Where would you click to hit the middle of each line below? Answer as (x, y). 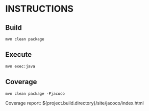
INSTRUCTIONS (40, 9)
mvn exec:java (20, 66)
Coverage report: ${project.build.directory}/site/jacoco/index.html (74, 103)
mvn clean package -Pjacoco (35, 94)
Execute (19, 54)
